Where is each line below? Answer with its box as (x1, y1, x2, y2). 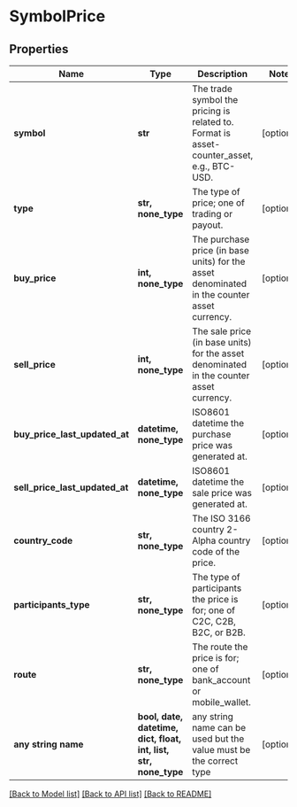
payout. (191, 219, 224, 231)
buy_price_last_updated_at (13, 428, 130, 440)
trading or (191, 208, 232, 220)
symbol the (191, 94, 239, 105)
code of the (191, 546, 240, 557)
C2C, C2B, (191, 616, 237, 627)
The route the (191, 640, 248, 653)
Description (197, 68, 248, 80)
